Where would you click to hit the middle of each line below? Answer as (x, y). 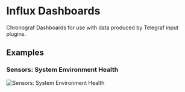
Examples (25, 53)
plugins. (16, 33)
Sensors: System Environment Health (62, 70)
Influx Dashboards (53, 11)
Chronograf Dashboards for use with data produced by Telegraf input (92, 27)
